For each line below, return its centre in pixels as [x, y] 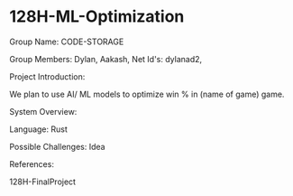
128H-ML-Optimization [97, 17]
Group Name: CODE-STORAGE [67, 42]
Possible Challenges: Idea [57, 146]
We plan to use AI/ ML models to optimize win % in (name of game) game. [147, 94]
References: [32, 163]
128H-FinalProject [43, 182]
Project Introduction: [47, 76]
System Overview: [43, 111]
